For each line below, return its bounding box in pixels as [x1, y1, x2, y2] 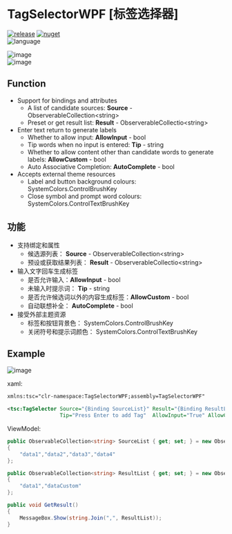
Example [7, 348, 46, 359]
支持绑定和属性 [17, 240, 60, 249]
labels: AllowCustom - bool [27, 155, 107, 163]
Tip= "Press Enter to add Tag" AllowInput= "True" [59, 412, 206, 419]
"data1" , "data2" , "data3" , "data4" [19, 451, 116, 458]
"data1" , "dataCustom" [19, 483, 81, 490]
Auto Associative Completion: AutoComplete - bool [27, 162, 175, 170]
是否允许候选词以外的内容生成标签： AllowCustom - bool [27, 292, 189, 301]
